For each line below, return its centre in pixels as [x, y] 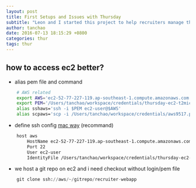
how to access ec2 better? [55, 68]
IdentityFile [43, 158]
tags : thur [19, 44]
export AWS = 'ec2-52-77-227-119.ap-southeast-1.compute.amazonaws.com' [104, 98]
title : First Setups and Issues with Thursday [64, 17]
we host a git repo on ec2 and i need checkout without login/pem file [97, 169]
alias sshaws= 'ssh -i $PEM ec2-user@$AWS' [69, 109]
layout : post [22, 11]
